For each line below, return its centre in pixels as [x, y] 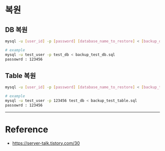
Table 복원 [20, 76]
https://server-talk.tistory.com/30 [46, 143]
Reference [27, 129]
